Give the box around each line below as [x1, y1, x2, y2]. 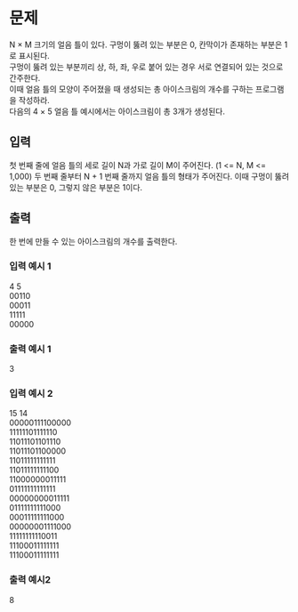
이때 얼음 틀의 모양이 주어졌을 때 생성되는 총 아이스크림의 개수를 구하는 [9, 84, 254, 94]
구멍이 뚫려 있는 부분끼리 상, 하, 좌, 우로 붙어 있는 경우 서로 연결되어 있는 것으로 [9, 61, 284, 72]
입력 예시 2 [9, 388, 53, 400]
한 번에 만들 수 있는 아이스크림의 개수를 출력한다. [9, 236, 178, 246]
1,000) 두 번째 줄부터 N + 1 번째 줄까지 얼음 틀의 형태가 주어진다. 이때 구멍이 [9, 171, 273, 181]
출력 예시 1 [9, 342, 52, 355]
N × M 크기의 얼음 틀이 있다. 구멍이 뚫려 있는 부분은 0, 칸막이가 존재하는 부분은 [9, 39, 283, 50]
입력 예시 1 [9, 260, 52, 272]
